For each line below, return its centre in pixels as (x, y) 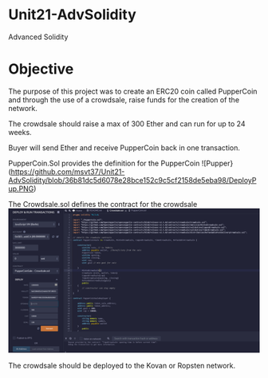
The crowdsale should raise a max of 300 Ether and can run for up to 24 (127, 123)
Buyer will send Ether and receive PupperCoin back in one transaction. (124, 147)
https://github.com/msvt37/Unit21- (68, 171)
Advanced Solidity (38, 37)
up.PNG (21, 189)
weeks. (20, 132)
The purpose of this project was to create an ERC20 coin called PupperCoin (133, 91)
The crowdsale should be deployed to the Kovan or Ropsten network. (122, 366)
